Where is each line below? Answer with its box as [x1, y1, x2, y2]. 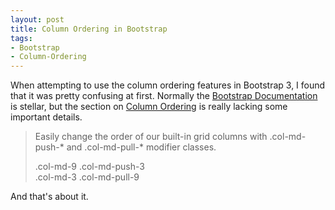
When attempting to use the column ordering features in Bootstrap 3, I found [10, 79, 326, 91]
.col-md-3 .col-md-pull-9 [34, 171, 140, 183]
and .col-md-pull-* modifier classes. [66, 141, 217, 153]
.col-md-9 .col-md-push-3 [34, 161, 145, 173]
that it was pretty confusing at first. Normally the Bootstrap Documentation [10, 90, 318, 102]
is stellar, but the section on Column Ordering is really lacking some [10, 101, 288, 113]
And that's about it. [10, 191, 89, 203]
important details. [10, 111, 83, 123]
